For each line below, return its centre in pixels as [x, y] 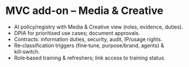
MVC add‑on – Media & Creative [85, 11]
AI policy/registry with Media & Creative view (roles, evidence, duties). [99, 27]
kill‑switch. [27, 51]
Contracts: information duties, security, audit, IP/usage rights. [88, 39]
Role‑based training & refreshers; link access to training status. [90, 58]
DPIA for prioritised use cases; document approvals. [77, 33]
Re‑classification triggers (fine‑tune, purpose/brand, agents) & [89, 45]
